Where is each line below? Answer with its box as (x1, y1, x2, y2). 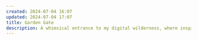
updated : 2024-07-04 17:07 (6, 14, 72, 20)
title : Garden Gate (6, 19, 54, 25)
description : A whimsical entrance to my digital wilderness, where (6, 25, 178, 31)
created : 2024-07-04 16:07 (6, 8, 72, 15)
